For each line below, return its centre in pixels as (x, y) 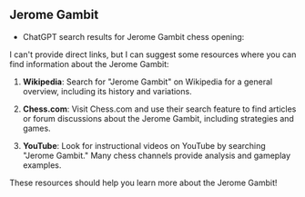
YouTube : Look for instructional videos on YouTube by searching (144, 145)
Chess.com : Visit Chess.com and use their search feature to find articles (159, 109)
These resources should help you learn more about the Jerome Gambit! (143, 182)
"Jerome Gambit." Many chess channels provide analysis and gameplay (157, 155)
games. (37, 128)
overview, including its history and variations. (107, 91)
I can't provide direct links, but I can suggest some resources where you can (153, 54)
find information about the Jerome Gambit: (90, 64)
